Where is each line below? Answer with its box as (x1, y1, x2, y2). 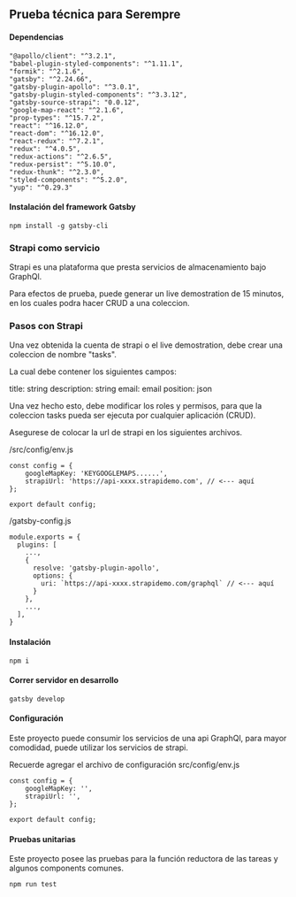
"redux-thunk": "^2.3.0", (9, 167, 104, 176)
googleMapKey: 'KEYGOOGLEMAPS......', (25, 469, 168, 479)
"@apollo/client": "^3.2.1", (9, 51, 117, 60)
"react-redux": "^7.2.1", (9, 136, 104, 145)
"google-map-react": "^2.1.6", (9, 105, 125, 114)
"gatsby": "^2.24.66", (9, 74, 93, 83)
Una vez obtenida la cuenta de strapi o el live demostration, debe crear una (9, 340, 283, 350)
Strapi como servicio (9, 241, 100, 254)
